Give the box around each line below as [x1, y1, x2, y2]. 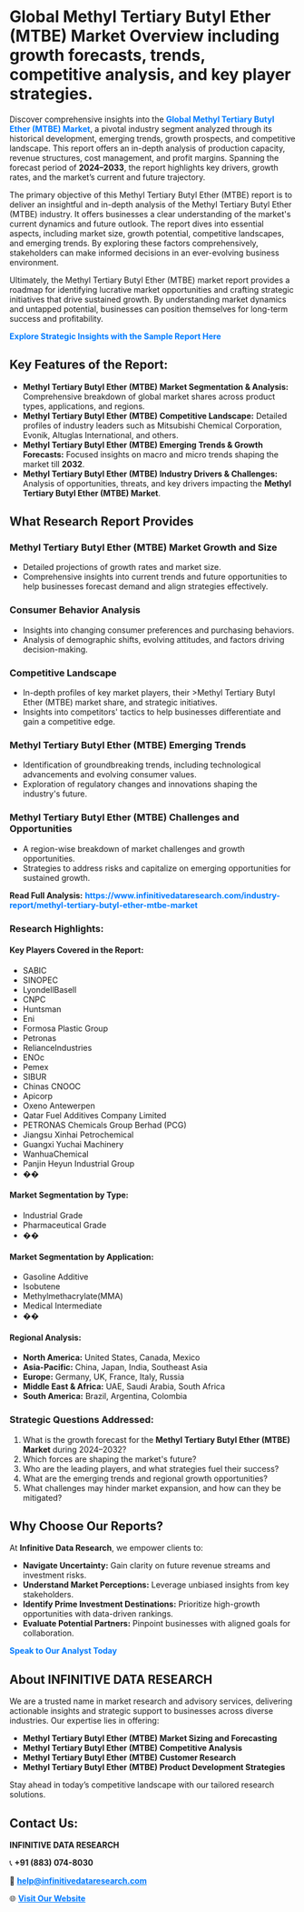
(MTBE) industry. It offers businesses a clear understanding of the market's [9, 208, 291, 219]
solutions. [9, 1789, 46, 1800]
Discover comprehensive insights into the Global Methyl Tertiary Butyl [9, 114, 275, 125]
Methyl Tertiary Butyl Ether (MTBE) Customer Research [22, 1752, 237, 1763]
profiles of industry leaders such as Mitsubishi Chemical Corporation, [22, 420, 283, 431]
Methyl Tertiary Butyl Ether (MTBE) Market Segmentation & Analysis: [22, 381, 289, 392]
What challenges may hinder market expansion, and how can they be [22, 1482, 281, 1493]
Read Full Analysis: [9, 889, 83, 901]
